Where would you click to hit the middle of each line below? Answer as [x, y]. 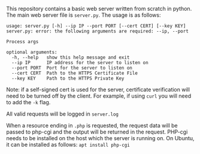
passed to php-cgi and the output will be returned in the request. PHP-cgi [97, 132]
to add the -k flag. [28, 102]
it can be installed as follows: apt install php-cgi [68, 144]
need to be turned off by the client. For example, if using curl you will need [99, 96]
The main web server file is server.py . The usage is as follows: [84, 15]
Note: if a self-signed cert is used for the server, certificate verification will [98, 90]
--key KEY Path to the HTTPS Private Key [68, 78]
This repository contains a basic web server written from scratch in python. [99, 9]
